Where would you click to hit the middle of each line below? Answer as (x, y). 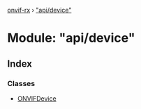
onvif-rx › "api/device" (39, 10)
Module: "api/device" (71, 38)
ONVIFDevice (37, 98)
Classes (21, 83)
